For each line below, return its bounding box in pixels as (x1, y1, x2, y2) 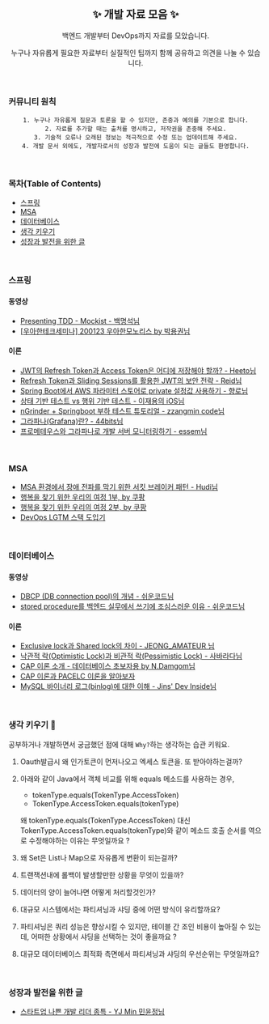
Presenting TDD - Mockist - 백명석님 (19, 316, 141, 325)
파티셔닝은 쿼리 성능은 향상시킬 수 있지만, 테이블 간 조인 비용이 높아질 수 (19, 921, 246, 931)
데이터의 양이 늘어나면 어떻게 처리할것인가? (19, 887, 156, 897)
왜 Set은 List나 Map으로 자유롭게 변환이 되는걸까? (19, 852, 178, 862)
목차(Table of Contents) (8, 178, 102, 189)
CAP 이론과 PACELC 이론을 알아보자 (19, 671, 136, 682)
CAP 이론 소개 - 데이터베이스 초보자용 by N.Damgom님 (19, 661, 195, 671)
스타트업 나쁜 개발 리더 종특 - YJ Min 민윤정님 (19, 1006, 166, 1016)
